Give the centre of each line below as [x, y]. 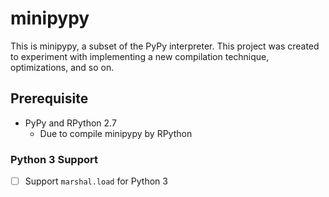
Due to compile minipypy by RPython [116, 133]
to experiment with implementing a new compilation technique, [140, 56]
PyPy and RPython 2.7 [70, 123]
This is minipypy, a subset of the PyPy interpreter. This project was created [165, 46]
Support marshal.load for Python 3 [96, 181]
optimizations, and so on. [62, 67]
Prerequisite [49, 98]
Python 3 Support [54, 159]
